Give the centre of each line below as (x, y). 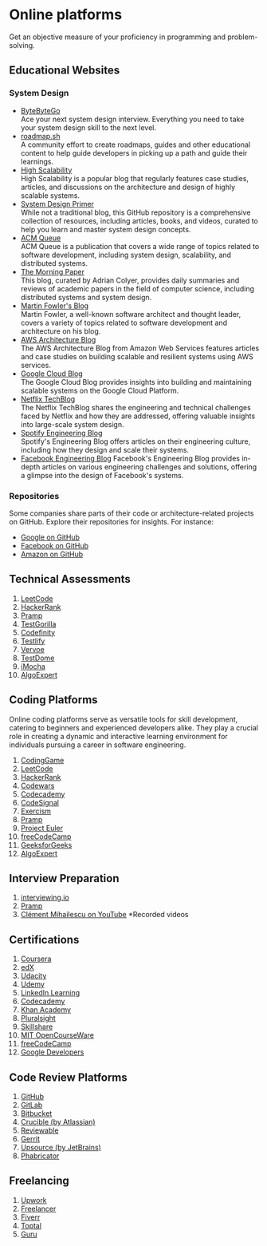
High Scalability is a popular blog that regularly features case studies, (135, 178)
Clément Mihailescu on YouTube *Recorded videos (104, 915)
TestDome (37, 658)
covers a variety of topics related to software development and (124, 322)
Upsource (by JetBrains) (61, 1147)
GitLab (31, 1105)
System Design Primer (57, 204)
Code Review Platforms (69, 1077)
